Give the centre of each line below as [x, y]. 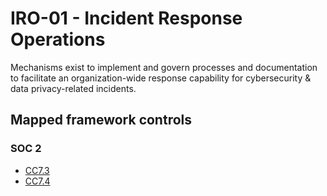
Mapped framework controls [101, 120]
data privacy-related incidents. [73, 88]
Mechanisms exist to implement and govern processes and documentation [164, 67]
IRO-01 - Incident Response [126, 18]
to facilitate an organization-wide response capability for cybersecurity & [161, 78]
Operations [58, 39]
